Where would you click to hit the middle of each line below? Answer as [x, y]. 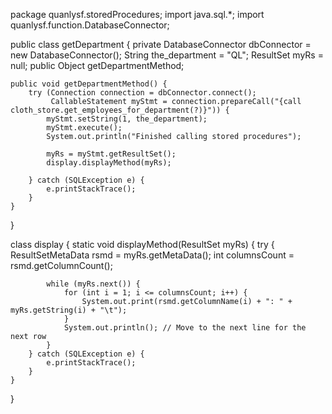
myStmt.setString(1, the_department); [127, 119]
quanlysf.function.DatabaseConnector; [90, 25]
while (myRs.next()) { [93, 284]
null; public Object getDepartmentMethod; [97, 65]
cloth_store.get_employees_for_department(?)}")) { [120, 110]
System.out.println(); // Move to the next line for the [185, 328]
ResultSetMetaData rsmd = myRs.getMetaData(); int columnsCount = [152, 255]
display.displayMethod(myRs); [109, 163]
